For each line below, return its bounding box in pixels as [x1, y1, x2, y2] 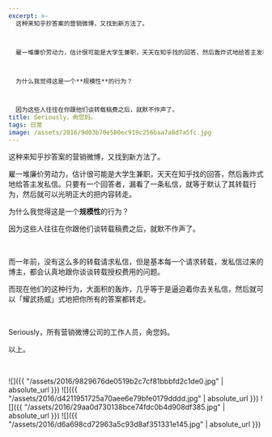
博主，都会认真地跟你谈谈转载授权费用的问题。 [8, 267, 164, 276]
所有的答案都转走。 [86, 293, 151, 304]
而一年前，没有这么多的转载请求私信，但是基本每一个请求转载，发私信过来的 [8, 256, 264, 266]
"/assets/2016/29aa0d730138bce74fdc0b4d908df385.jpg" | [23, 402, 225, 412]
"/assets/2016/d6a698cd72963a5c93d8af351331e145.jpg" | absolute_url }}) [8, 419, 261, 429]
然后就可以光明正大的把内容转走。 [22, 189, 136, 199]
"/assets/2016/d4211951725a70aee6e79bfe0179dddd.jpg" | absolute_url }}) [8, 393, 259, 403]
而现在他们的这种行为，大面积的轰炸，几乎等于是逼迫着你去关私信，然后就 [8, 284, 257, 293]
